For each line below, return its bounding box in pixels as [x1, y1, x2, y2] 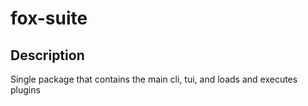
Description [10, 47, 85, 64]
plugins [10, 84, 41, 96]
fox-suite [10, 7, 88, 30]
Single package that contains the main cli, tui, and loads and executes [10, 73, 298, 85]
